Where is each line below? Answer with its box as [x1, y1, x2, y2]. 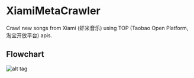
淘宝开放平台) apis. [6, 31, 53, 39]
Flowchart [6, 49, 44, 60]
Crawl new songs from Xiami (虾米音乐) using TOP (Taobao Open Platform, [6, 24, 189, 31]
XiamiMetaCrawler [6, 4, 101, 18]
